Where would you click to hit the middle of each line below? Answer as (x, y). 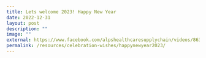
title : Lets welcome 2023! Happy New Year (61, 12)
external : (19, 40)
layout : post (23, 23)
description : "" (27, 29)
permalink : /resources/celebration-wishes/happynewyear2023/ (86, 46)
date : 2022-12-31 (29, 18)
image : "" (19, 34)
